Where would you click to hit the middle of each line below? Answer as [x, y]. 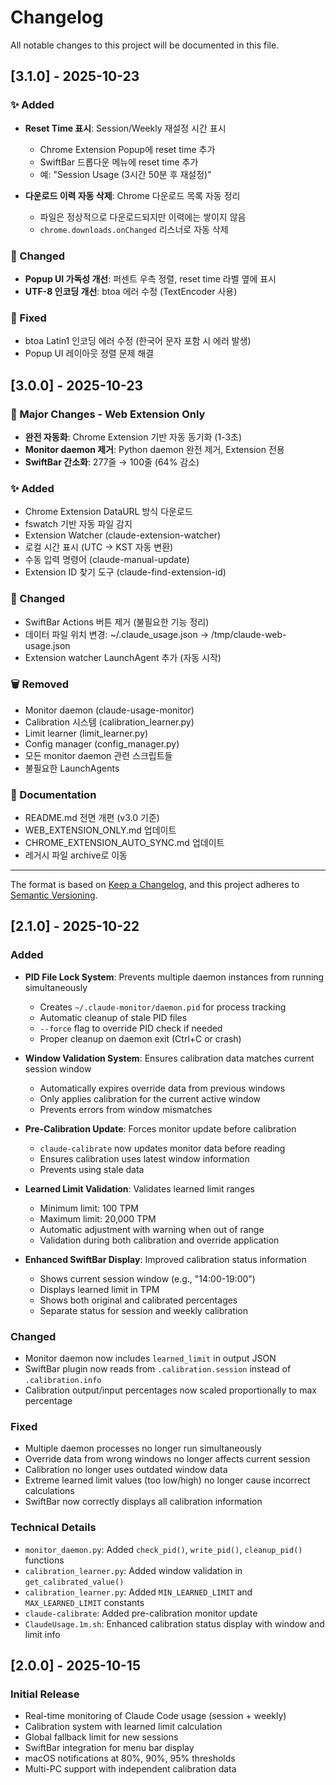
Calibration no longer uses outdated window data [126, 1470]
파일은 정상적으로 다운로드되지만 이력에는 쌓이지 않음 [143, 217]
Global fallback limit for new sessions [101, 1737]
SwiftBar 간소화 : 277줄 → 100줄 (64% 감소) [112, 462]
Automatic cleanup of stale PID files [113, 1017]
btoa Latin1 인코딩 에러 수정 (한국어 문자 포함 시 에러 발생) [138, 341]
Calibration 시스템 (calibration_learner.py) [109, 722]
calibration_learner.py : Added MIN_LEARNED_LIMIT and [138, 1592]
